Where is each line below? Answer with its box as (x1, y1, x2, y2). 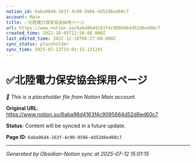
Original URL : (6, 105, 39, 112)
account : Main (6, 14, 41, 20)
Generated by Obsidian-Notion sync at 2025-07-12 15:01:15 (6, 150, 149, 157)
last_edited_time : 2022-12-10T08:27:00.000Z (6, 36, 116, 41)
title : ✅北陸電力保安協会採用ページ (6, 19, 85, 25)
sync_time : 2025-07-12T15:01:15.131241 (6, 47, 103, 53)
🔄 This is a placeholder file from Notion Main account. (6, 93, 136, 100)
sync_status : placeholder (6, 41, 69, 47)
